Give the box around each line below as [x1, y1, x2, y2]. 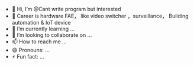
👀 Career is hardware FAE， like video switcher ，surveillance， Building [11, 12, 189, 19]
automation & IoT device [11, 19, 71, 26]
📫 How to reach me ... [11, 38, 67, 45]
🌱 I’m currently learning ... [11, 25, 75, 32]
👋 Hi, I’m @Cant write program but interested [11, 6, 121, 12]
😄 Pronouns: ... [11, 47, 50, 53]
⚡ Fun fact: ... [11, 53, 44, 60]
